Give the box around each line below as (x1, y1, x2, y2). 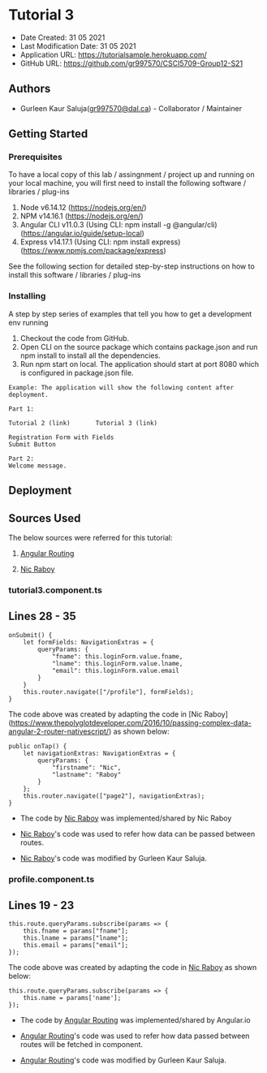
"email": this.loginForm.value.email (51, 666, 180, 674)
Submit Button (8, 440, 57, 448)
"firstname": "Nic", (51, 763, 122, 772)
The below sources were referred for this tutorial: (8, 532, 173, 542)
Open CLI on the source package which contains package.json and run (19, 342, 258, 351)
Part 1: (8, 404, 35, 413)
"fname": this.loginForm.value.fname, (51, 652, 183, 661)
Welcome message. (8, 461, 67, 470)
